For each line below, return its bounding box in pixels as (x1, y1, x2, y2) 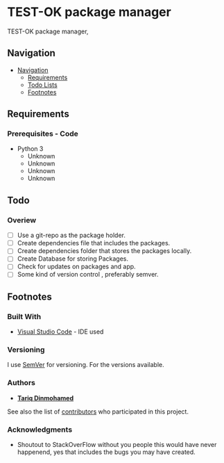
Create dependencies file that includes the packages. (17, 239, 171, 247)
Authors (7, 378, 36, 388)
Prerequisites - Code (7, 129, 78, 139)
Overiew (7, 215, 37, 225)
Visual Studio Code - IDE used (17, 327, 104, 336)
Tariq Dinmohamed (17, 393, 74, 402)
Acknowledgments (7, 425, 73, 434)
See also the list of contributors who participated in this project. (7, 407, 189, 416)
